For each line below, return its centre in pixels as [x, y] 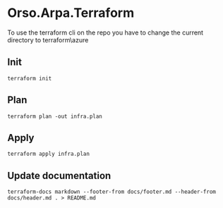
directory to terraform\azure [48, 39]
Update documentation [59, 175]
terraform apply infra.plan [49, 154]
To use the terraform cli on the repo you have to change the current [105, 32]
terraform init [30, 78]
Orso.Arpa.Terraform [71, 13]
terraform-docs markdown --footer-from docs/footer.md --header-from [112, 192]
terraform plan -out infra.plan [55, 116]
